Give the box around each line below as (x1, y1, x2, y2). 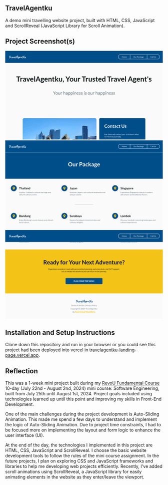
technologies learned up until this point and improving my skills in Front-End (5, 396, 161, 402)
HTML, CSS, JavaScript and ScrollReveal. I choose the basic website (5, 447, 146, 453)
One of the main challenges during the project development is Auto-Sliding (5, 411, 159, 417)
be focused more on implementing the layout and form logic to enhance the (5, 427, 161, 433)
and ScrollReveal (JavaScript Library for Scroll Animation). (5, 23, 125, 29)
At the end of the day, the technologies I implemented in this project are (5, 442, 153, 448)
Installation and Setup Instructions (5, 328, 115, 337)
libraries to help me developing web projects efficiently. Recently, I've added (5, 463, 162, 469)
